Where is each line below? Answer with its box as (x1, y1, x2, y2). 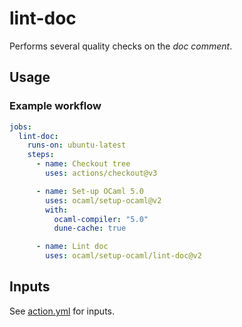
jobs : (9, 122, 32, 132)
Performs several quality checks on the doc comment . (9, 40, 233, 52)
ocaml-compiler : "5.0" (53, 214, 149, 224)
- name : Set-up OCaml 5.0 (35, 186, 144, 196)
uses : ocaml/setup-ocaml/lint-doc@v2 (45, 251, 202, 261)
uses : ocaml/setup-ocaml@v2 (45, 195, 162, 206)
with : (45, 205, 69, 215)
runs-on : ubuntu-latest (27, 140, 127, 151)
